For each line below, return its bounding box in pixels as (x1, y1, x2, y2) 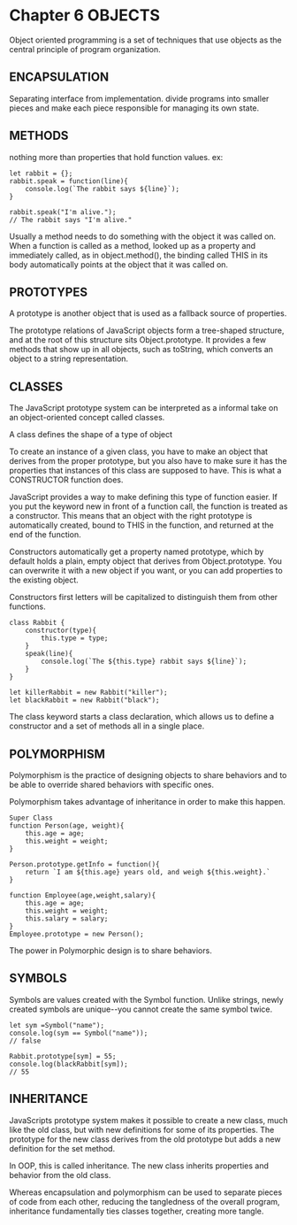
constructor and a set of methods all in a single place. (9, 720, 205, 731)
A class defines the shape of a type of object (9, 429, 173, 440)
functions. (9, 601, 46, 612)
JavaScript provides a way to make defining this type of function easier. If (9, 492, 278, 503)
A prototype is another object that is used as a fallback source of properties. (9, 308, 287, 319)
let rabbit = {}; (9, 169, 73, 178)
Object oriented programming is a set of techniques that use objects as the (9, 35, 283, 45)
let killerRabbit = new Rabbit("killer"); (9, 688, 168, 697)
